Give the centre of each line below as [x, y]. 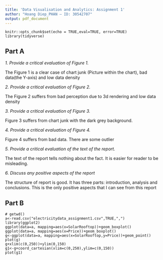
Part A [15, 51]
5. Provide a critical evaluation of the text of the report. [60, 149]
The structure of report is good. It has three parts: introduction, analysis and [81, 182]
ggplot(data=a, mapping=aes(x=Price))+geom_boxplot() [61, 231]
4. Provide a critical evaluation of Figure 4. [48, 130]
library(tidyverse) [25, 36]
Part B [15, 203]
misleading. [17, 163]
